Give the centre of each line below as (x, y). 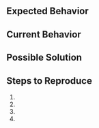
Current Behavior (44, 34)
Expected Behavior (48, 11)
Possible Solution (44, 58)
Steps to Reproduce (49, 81)
